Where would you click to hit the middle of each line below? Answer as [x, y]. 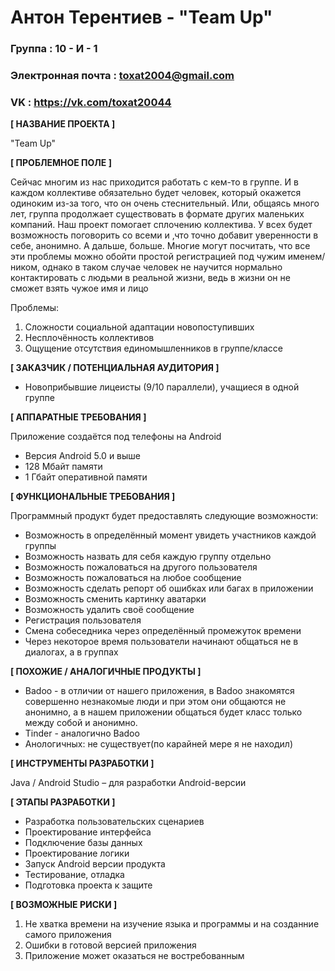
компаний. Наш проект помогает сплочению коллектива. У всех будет [161, 225]
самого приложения [68, 935]
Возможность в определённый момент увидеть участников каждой [170, 535]
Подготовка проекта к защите [88, 885]
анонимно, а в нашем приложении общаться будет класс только [163, 712]
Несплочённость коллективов [89, 338]
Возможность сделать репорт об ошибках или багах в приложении [169, 588]
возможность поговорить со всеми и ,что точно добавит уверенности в [164, 235]
